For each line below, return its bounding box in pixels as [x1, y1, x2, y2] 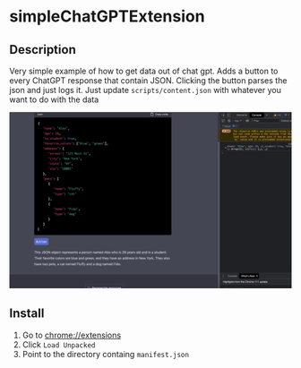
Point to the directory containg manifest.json [21, 348, 190, 359]
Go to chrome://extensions [21, 329, 122, 340]
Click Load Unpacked [21, 338, 96, 350]
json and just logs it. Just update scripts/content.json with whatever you [9, 85, 282, 95]
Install [9, 306, 45, 321]
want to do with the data [9, 94, 99, 105]
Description [9, 42, 76, 57]
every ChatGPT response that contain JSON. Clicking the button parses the [9, 75, 288, 86]
